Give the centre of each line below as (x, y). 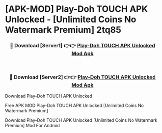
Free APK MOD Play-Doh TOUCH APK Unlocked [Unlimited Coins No (74, 105)
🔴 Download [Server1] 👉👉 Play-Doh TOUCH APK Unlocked (82, 46)
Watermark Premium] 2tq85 (63, 30)
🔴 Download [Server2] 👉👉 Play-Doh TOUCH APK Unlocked (82, 77)
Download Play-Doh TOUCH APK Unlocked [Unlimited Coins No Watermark (81, 120)
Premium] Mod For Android (33, 125)
